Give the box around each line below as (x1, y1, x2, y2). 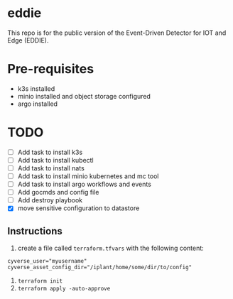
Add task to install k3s (17, 148, 83, 156)
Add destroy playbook (17, 196, 83, 205)
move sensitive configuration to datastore (17, 204, 140, 212)
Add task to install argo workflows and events (17, 180, 151, 189)
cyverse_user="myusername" (7, 258, 87, 265)
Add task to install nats (17, 163, 85, 172)
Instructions (7, 225, 63, 237)
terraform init (17, 278, 63, 285)
